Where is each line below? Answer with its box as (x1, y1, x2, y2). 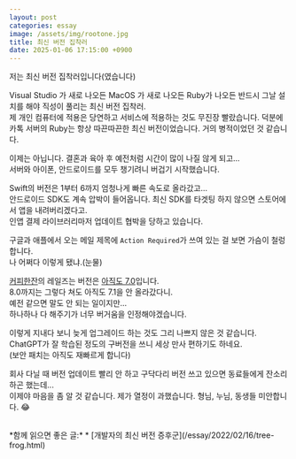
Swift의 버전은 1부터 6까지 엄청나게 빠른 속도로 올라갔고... (9, 183, 208, 194)
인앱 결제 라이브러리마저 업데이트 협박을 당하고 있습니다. (9, 216, 204, 226)
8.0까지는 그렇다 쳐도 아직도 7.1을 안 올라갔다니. (9, 287, 174, 297)
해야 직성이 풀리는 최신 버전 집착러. (25, 101, 146, 111)
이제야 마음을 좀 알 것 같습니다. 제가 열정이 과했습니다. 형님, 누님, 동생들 (9, 391, 257, 402)
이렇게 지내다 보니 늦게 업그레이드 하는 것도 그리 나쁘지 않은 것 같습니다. (9, 328, 257, 339)
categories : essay (9, 21, 77, 30)
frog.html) (9, 440, 46, 451)
